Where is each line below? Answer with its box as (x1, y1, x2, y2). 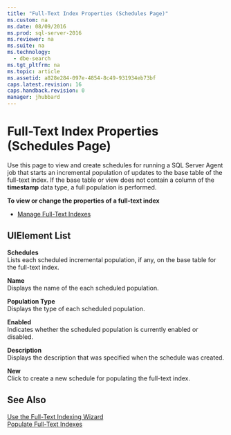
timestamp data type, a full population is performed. (7, 183, 157, 191)
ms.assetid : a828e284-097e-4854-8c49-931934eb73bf (7, 74, 156, 82)
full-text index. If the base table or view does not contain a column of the (7, 176, 215, 184)
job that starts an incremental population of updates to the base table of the (7, 168, 223, 176)
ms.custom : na (7, 17, 48, 24)
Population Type (7, 297, 55, 305)
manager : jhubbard (7, 94, 60, 101)
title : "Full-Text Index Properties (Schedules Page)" (7, 10, 169, 17)
